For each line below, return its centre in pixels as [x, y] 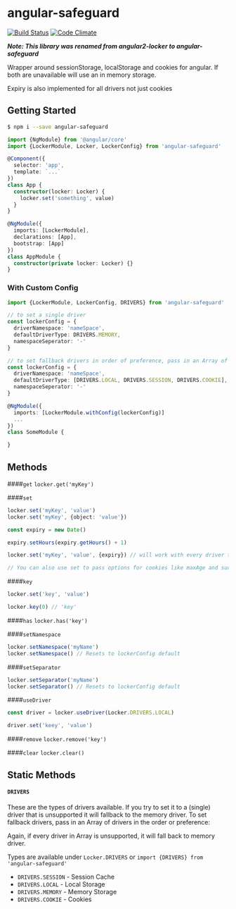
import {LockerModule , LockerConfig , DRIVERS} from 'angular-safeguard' [116, 302]
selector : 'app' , [39, 166]
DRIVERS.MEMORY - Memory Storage [67, 891]
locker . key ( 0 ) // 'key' [42, 607]
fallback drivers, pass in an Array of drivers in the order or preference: [109, 822]
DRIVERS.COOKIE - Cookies [54, 899]
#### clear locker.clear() [46, 753]
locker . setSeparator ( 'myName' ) [53, 680]
